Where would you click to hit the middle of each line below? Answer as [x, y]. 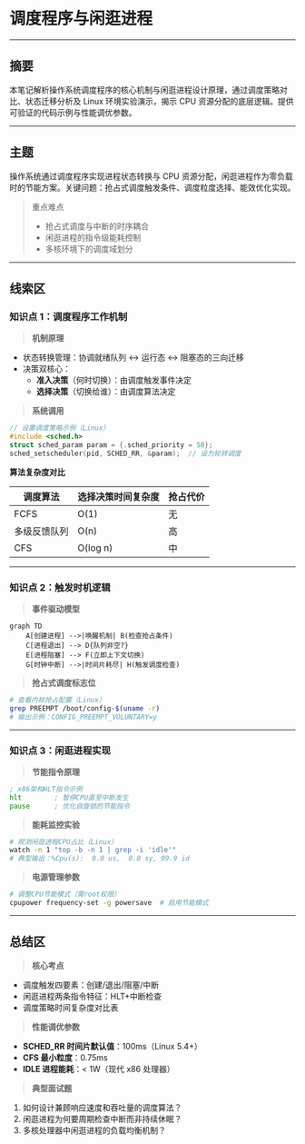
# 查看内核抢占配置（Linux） [58, 701]
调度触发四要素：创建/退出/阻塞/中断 [90, 985]
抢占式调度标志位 [64, 683]
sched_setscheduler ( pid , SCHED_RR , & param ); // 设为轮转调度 [125, 453]
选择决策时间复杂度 [119, 496]
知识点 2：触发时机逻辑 [60, 587]
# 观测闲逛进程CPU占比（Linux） [64, 841]
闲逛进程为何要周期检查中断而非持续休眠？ [102, 1119]
